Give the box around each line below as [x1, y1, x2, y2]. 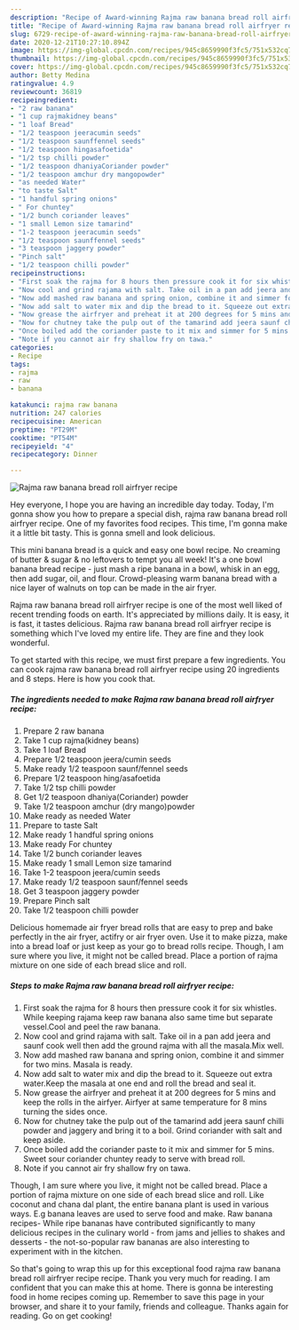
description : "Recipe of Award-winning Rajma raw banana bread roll [10, 12, 269, 22]
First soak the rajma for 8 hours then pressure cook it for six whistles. [22, 1002, 278, 1013]
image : [10, 46, 35, 55]
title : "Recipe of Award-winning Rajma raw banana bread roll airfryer [10, 21, 280, 30]
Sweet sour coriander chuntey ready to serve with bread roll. [22, 1153, 246, 1164]
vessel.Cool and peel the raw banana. [22, 1022, 161, 1033]
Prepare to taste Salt [22, 820, 98, 831]
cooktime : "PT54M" [10, 433, 78, 442]
